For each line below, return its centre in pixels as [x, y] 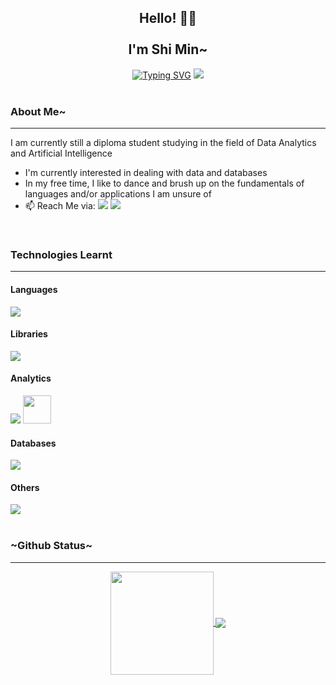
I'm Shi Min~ [168, 49]
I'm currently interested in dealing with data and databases [146, 173]
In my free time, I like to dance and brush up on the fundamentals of [164, 183]
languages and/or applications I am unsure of [118, 194]
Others [25, 487]
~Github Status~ [51, 546]
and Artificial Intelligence [61, 153]
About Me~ [38, 111]
